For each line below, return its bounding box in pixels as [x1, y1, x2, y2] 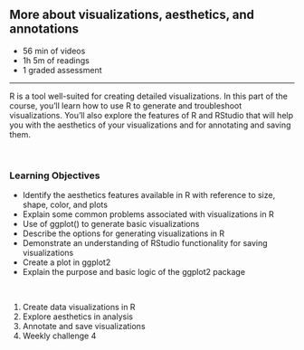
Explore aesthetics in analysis [22, 311, 134, 322]
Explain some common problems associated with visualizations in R [22, 209, 274, 220]
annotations [9, 22, 80, 37]
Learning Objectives [9, 169, 101, 182]
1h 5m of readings [22, 54, 90, 66]
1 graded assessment [22, 64, 102, 75]
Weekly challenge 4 [22, 330, 97, 342]
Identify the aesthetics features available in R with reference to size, [22, 190, 276, 201]
